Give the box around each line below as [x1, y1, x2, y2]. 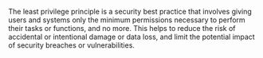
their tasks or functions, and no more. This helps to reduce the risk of [8, 24, 236, 33]
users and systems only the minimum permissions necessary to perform [8, 15, 245, 25]
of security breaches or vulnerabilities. [8, 41, 135, 50]
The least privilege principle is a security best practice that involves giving [8, 7, 253, 16]
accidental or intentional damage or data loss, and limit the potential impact [8, 32, 255, 41]
